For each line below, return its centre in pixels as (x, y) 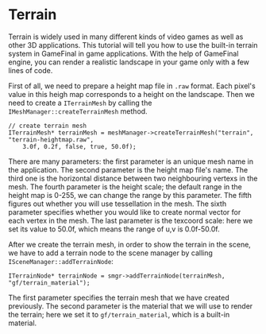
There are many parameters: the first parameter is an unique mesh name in (131, 161)
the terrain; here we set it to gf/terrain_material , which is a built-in (119, 314)
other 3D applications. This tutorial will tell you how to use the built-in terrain (133, 45)
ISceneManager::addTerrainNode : (61, 261)
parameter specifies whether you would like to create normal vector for (125, 212)
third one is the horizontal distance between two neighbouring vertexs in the (133, 178)
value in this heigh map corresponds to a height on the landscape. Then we (132, 94)
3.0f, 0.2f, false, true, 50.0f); (79, 146)
